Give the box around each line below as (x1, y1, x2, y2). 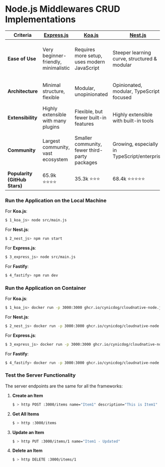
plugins (42, 123, 60, 130)
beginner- (42, 52, 67, 59)
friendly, (42, 58, 62, 65)
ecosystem (42, 156, 68, 163)
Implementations (5, 14, 76, 25)
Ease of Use (7, 55, 36, 62)
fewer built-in (74, 114, 107, 121)
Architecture (7, 87, 38, 94)
